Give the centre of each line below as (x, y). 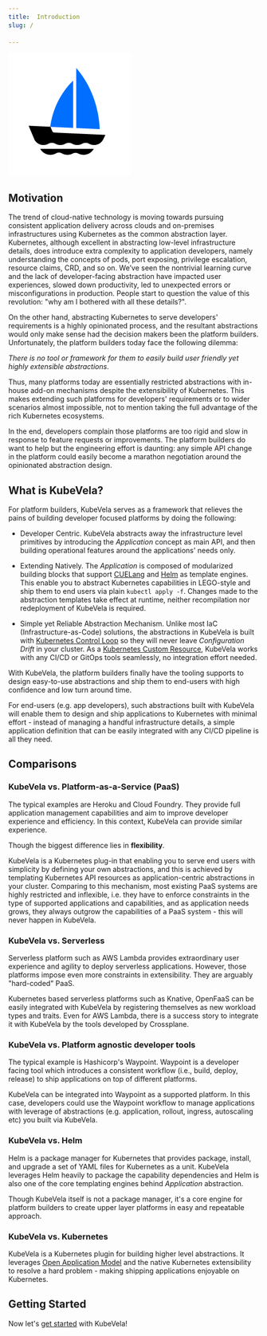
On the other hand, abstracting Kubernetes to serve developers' (113, 317)
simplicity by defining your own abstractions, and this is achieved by (120, 869)
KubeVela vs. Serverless (57, 941)
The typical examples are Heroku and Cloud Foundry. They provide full (124, 804)
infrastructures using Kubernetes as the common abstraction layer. (118, 234)
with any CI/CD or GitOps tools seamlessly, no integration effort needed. (138, 657)
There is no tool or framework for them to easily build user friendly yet (124, 358)
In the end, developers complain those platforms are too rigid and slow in (128, 431)
